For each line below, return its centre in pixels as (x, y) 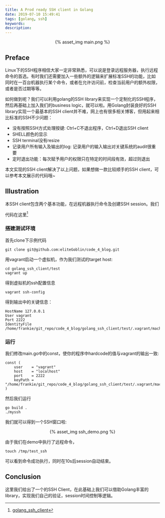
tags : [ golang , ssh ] (26, 19)
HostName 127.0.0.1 (25, 311)
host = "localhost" (37, 371)
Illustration (22, 191)
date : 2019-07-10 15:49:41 (33, 14)
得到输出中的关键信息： (29, 302)
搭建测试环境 (20, 228)
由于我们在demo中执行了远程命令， (41, 442)
